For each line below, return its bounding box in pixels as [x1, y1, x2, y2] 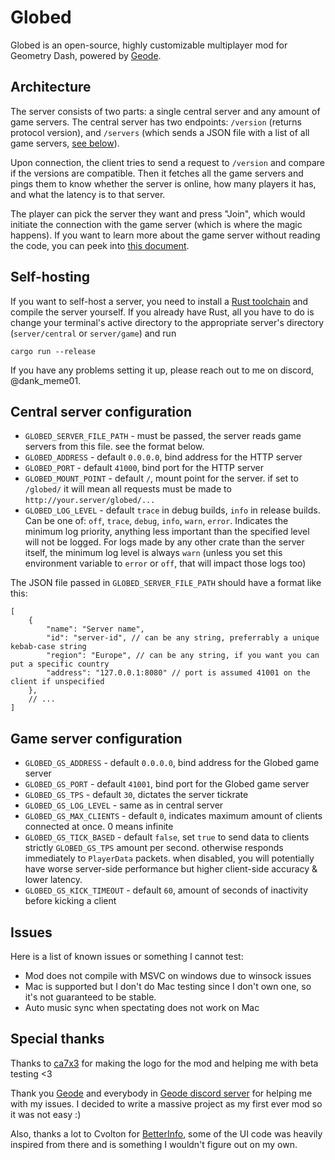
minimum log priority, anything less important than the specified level [24, 526, 310, 538]
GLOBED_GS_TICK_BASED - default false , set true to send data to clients [24, 831, 310, 843]
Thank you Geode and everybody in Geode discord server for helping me [10, 1087, 313, 1099]
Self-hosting [10, 269, 91, 286]
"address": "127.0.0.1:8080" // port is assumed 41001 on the [46, 668, 311, 678]
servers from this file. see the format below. [24, 441, 205, 453]
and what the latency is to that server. [10, 188, 166, 200]
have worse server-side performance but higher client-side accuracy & [24, 863, 318, 875]
